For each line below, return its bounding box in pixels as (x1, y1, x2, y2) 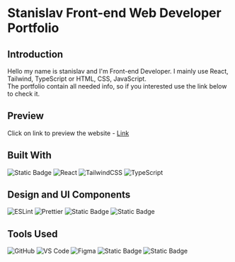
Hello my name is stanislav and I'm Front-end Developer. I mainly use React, (7, 67, 229, 75)
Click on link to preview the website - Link (7, 129, 130, 137)
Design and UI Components (7, 189, 131, 201)
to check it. (7, 90, 40, 98)
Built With (7, 149, 52, 161)
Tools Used (7, 228, 58, 240)
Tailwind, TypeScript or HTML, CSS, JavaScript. (7, 74, 147, 83)
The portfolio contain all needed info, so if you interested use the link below (7, 82, 227, 90)
